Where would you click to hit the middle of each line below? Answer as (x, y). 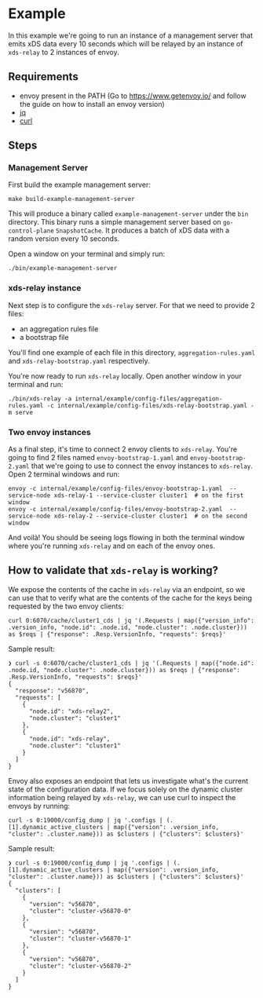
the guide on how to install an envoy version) (92, 104)
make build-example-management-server (71, 199)
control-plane (31, 231)
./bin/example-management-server (63, 269)
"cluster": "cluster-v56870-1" (80, 938)
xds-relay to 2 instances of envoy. (64, 52)
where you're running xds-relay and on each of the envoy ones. (112, 546)
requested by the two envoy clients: (66, 606)
